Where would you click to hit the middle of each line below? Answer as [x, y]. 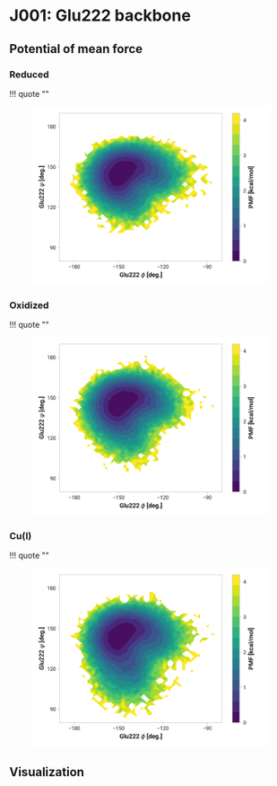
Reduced [29, 75]
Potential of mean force [76, 49]
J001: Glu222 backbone [100, 16]
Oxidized [29, 305]
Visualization [47, 772]
